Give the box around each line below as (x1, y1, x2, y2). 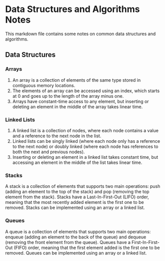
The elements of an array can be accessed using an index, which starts (12, 88, 160, 94)
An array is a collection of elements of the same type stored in (12, 77, 141, 83)
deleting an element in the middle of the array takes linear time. (12, 104, 143, 110)
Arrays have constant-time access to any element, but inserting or (12, 98, 149, 104)
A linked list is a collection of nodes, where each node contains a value (12, 127, 159, 133)
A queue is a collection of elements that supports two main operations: (5, 228, 151, 234)
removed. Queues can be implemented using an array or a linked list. (5, 249, 147, 256)
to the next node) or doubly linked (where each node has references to (12, 143, 158, 149)
